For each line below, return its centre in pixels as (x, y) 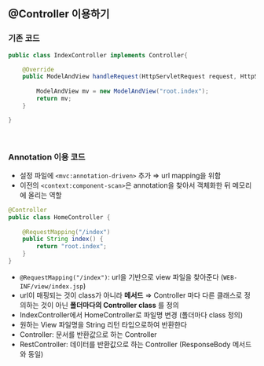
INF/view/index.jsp (51, 286)
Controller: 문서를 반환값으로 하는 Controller (88, 334)
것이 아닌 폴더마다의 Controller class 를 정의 (110, 305)
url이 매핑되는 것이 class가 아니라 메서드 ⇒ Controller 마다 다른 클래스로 (131, 295)
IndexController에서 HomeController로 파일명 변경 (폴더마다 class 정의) (131, 315)
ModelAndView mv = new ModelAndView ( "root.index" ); (123, 91)
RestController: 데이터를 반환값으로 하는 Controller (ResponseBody (125, 344)
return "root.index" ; (72, 247)
